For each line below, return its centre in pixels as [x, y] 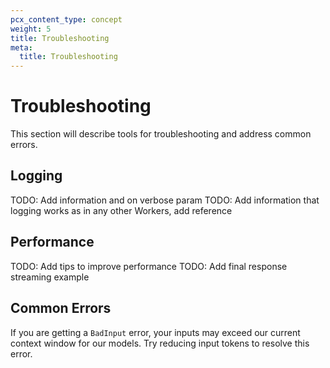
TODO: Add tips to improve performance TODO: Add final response [149, 266]
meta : [21, 47]
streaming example [50, 277]
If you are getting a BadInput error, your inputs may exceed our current [155, 332]
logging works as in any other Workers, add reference [121, 210]
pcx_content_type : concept [66, 19]
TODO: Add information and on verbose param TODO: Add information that [165, 200]
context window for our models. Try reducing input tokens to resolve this [160, 343]
